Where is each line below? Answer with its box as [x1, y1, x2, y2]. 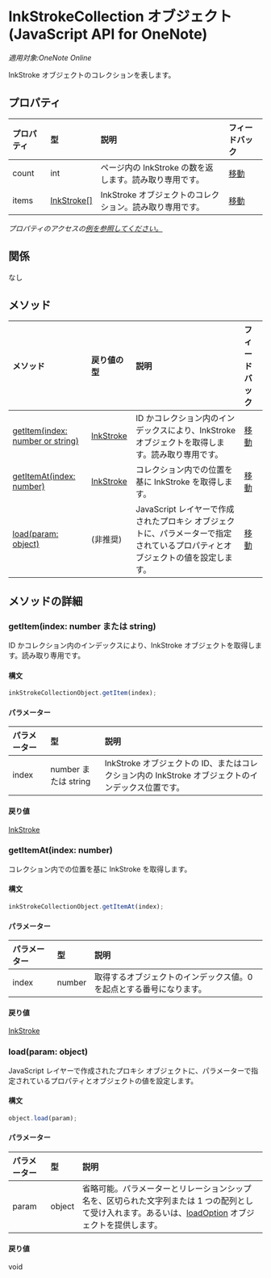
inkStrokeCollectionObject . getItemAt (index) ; [8, 903, 164, 911]
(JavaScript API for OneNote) [8, 25, 208, 44]
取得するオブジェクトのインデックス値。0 [94, 972, 253, 983]
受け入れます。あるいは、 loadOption [90, 1207, 228, 1218]
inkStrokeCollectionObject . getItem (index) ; [8, 689, 157, 698]
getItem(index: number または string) [8, 620, 156, 631]
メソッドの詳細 [8, 594, 83, 608]
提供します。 [114, 1219, 163, 1230]
